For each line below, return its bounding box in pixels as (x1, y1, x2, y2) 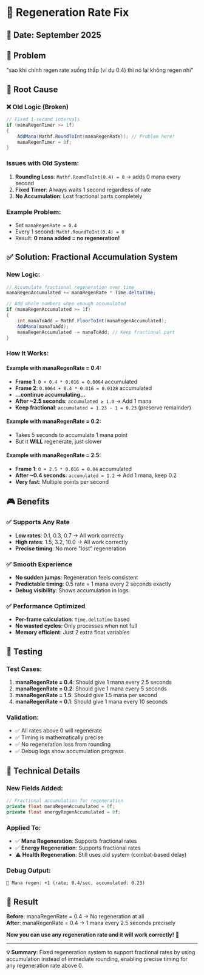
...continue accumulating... (15, 391, 86, 398)
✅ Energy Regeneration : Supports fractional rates (15, 844, 141, 851)
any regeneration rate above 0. (6, 962, 84, 969)
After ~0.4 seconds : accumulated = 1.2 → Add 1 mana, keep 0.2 (15, 472, 177, 479)
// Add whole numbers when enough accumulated (6, 301, 126, 307)
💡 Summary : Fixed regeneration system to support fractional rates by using (6, 949, 195, 955)
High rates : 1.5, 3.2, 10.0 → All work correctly (15, 538, 129, 545)
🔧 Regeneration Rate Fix (6, 5, 129, 19)
